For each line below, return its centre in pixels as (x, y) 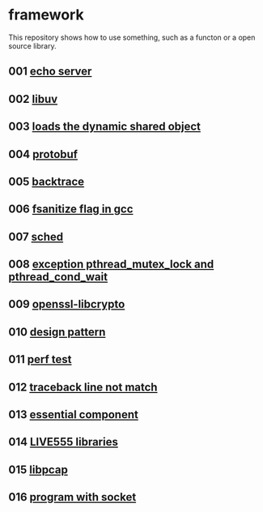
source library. (32, 45)
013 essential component (74, 415)
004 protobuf (43, 154)
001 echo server (50, 72)
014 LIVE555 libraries (64, 442)
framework (46, 15)
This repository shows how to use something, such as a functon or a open (132, 37)
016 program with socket (72, 497)
